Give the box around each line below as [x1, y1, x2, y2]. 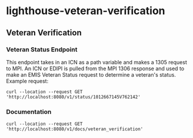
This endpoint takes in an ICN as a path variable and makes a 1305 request [6, 58, 187, 65]
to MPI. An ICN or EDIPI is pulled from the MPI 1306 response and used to [6, 65, 184, 72]
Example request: [6, 77, 49, 84]
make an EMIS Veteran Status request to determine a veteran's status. [6, 71, 177, 78]
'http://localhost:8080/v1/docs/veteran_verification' [6, 126, 144, 132]
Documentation [6, 107, 52, 116]
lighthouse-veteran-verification [6, 4, 166, 18]
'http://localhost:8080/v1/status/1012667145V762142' [6, 94, 141, 100]
